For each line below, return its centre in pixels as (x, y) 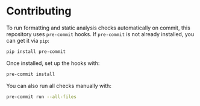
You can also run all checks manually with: (59, 86)
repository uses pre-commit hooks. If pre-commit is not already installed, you (100, 34)
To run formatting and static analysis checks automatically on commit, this (98, 28)
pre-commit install (31, 74)
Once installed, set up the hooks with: (53, 63)
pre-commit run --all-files (42, 97)
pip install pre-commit (36, 51)
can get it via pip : (28, 40)
